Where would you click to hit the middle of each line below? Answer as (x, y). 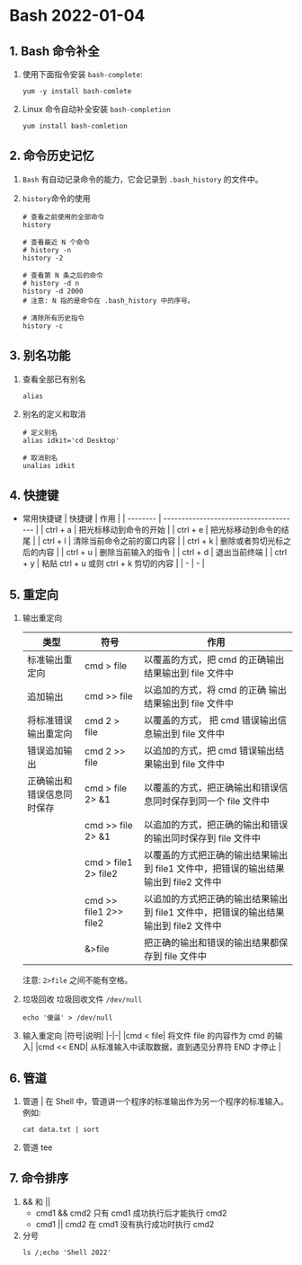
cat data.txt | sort (61, 1130)
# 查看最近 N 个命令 (56, 242)
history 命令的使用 (56, 198)
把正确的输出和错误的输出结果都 (211, 942)
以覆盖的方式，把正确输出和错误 (211, 788)
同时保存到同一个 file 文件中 (211, 801)
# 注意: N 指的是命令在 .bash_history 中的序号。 (108, 301)
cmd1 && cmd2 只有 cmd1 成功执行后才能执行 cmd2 (131, 1213)
